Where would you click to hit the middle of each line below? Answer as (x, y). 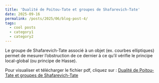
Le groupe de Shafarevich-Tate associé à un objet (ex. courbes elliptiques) (80, 50)
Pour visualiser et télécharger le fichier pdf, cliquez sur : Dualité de (72, 70)
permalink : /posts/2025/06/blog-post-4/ (47, 18)
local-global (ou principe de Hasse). (41, 61)
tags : (10, 23)
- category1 (22, 32)
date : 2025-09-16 (23, 14)
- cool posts (23, 28)
